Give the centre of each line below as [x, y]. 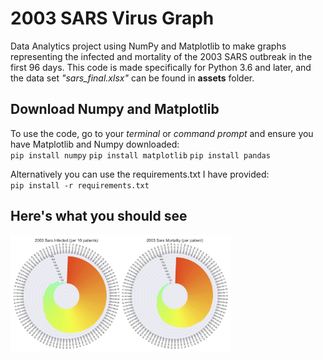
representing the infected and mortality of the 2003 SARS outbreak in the [161, 56]
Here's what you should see [99, 216]
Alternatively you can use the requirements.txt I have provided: [140, 174]
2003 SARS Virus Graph [112, 18]
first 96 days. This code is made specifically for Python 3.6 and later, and [161, 67]
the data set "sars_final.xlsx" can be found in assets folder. [132, 78]
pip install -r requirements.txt [80, 185]
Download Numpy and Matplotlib [115, 109]
